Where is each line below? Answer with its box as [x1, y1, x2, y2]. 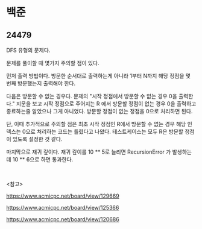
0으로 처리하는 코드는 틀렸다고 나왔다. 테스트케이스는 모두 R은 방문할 [22, 128, 184, 135]
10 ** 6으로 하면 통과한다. [12, 156, 74, 163]
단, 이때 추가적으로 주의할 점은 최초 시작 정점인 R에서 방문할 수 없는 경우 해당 [6, 121, 186, 127]
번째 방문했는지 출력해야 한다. [6, 80, 76, 87]
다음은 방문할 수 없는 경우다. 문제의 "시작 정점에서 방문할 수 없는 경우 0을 [6, 93, 178, 99]
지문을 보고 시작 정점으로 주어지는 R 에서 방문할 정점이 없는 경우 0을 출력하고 [16, 100, 197, 107]
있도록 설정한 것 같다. [12, 136, 63, 142]
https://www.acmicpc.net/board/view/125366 [6, 204, 119, 211]
